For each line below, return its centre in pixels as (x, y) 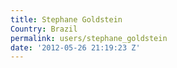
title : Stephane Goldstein (66, 19)
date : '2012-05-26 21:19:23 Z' (75, 47)
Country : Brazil (44, 29)
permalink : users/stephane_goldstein (89, 38)
